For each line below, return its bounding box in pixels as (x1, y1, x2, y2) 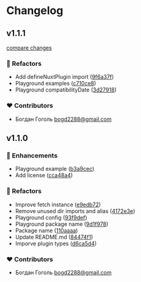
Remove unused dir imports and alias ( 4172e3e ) (15, 207, 136, 214)
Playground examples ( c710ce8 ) (15, 80, 96, 87)
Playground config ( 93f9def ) (15, 214, 87, 221)
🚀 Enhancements (6, 151, 58, 159)
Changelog (6, 4, 63, 18)
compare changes (6, 44, 52, 51)
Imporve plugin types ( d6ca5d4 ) (15, 239, 97, 247)
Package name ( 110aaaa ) (15, 226, 78, 234)
